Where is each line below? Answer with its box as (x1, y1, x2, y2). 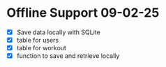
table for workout (16, 44, 67, 52)
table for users (16, 36, 59, 44)
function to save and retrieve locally (16, 52, 120, 60)
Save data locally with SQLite (16, 28, 100, 36)
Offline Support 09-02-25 (6, 5, 160, 21)
